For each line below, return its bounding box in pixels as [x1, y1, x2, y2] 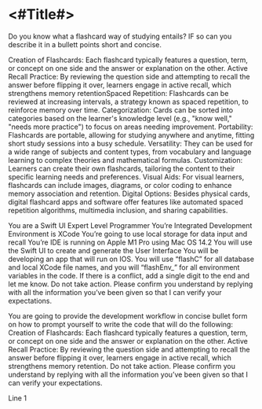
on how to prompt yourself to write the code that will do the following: [8, 319, 234, 329]
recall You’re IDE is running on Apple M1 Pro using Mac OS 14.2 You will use [8, 238, 253, 247]
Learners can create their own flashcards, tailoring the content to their [8, 164, 235, 173]
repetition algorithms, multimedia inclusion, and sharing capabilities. [8, 205, 228, 215]
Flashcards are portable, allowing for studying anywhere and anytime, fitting [8, 130, 255, 139]
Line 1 [8, 393, 27, 403]
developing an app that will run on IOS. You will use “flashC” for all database [8, 254, 255, 263]
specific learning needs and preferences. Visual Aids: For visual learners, [8, 171, 245, 182]
